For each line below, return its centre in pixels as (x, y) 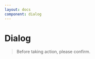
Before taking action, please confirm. (53, 52)
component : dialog (23, 14)
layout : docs (18, 10)
